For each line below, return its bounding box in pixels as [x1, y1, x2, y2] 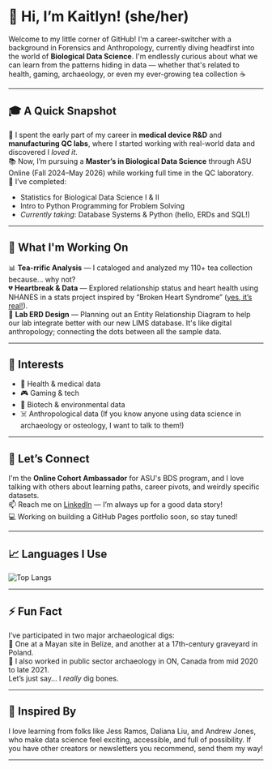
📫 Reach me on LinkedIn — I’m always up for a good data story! [8, 500, 223, 509]
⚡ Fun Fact [8, 604, 62, 619]
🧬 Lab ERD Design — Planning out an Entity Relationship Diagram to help [8, 309, 251, 319]
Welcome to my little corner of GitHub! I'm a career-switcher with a [8, 34, 232, 44]
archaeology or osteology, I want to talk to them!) [19, 421, 185, 431]
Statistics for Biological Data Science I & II [19, 192, 159, 202]
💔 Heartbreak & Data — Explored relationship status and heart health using [8, 283, 259, 293]
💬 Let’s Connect [8, 452, 90, 466]
